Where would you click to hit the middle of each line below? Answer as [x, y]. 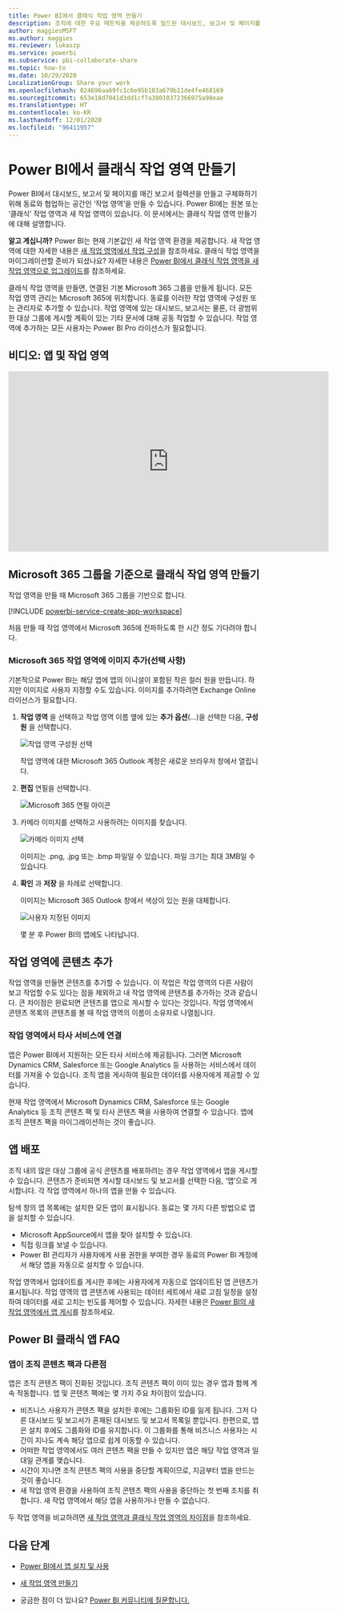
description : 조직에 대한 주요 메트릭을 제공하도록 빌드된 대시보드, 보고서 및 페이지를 [134, 23]
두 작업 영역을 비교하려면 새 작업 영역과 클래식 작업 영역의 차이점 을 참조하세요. [130, 1517]
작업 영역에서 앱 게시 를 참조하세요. [62, 1311]
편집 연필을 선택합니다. [55, 788]
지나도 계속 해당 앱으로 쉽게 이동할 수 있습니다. [107, 1440]
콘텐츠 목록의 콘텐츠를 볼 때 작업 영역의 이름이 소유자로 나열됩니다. [112, 1013]
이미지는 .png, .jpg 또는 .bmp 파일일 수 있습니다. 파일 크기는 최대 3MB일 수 [138, 856]
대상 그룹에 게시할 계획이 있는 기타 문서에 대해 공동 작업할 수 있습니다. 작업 [133, 318]
